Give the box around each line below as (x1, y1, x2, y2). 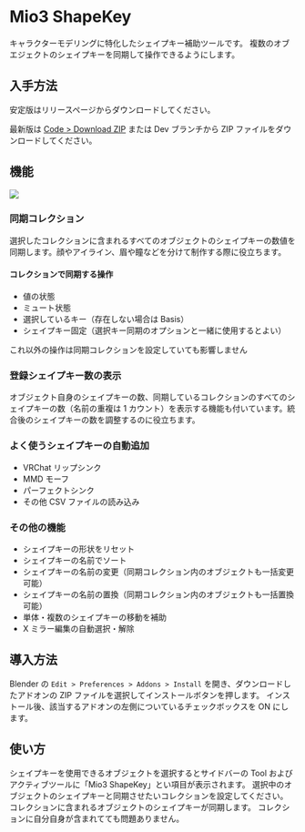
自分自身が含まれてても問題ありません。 (33, 813, 185, 824)
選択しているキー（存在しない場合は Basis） (22, 314, 189, 325)
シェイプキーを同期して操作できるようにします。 (56, 48, 239, 60)
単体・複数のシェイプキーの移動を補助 (22, 612, 167, 623)
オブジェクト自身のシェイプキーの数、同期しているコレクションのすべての (9, 391, 289, 402)
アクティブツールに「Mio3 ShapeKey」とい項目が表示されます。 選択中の (9, 778, 285, 789)
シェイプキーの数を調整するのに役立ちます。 (33, 414, 200, 425)
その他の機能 (9, 521, 66, 533)
